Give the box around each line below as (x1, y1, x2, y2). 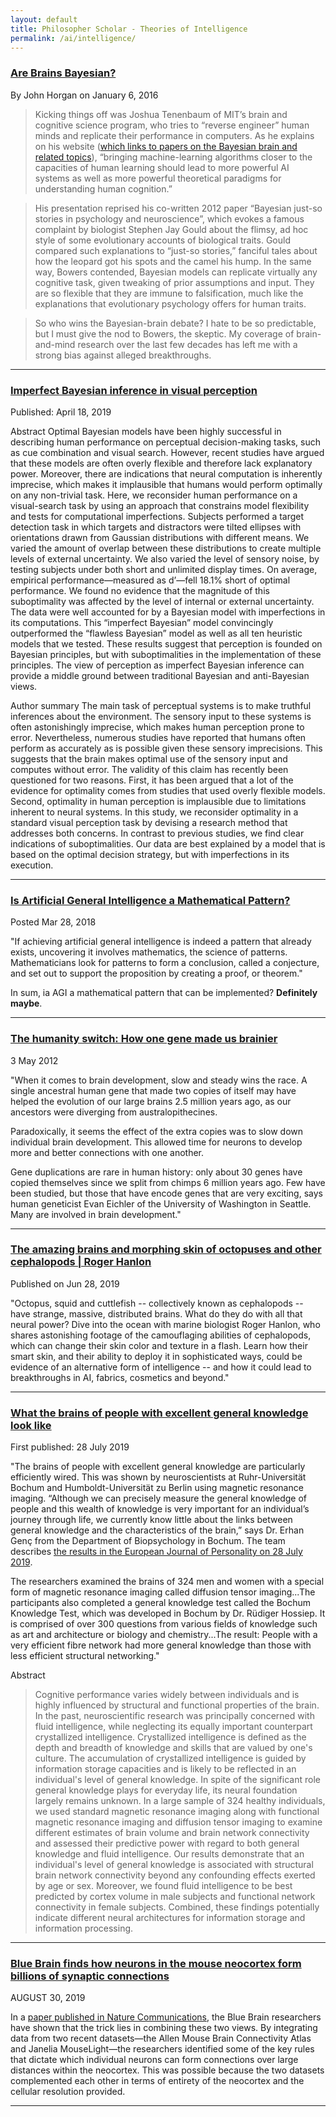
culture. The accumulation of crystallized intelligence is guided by (34, 1752, 307, 1765)
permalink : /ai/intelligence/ (10, 33, 137, 43)
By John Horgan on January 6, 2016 (10, 89, 159, 101)
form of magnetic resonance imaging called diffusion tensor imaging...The (10, 1586, 316, 1598)
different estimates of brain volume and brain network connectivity (34, 1827, 310, 1839)
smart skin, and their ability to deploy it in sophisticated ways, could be (10, 1350, 303, 1362)
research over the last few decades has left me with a (77, 338, 298, 350)
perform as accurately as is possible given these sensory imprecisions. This (10, 742, 323, 754)
